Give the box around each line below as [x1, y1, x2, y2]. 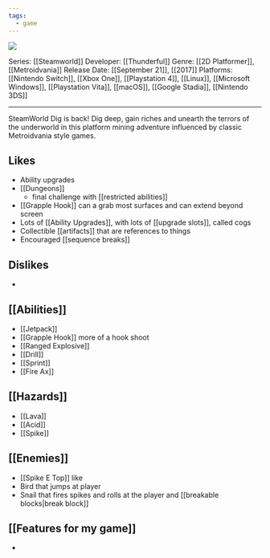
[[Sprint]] [19, 358, 51, 368]
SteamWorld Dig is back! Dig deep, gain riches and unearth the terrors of [8, 113, 250, 123]
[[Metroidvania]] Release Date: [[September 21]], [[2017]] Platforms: [8, 65, 233, 75]
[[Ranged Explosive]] [19, 340, 90, 350]
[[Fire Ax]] [19, 366, 55, 376]
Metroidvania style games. [8, 130, 96, 141]
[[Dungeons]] [19, 184, 65, 193]
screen [19, 210, 43, 219]
